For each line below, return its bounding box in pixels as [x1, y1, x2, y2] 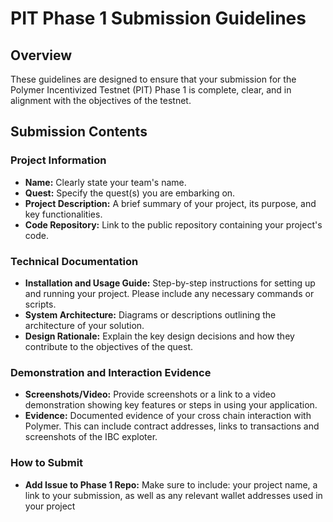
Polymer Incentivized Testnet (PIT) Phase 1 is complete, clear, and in [10, 84, 292, 96]
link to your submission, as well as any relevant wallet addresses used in [24, 489, 323, 501]
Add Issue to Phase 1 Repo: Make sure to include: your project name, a [24, 478, 318, 491]
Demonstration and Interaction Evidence [10, 365, 212, 379]
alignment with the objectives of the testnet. [10, 95, 192, 106]
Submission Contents [10, 123, 148, 141]
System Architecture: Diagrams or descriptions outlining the [24, 308, 277, 321]
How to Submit [10, 456, 84, 470]
